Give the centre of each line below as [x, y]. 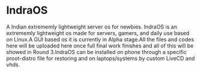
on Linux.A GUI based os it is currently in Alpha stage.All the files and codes [100, 39]
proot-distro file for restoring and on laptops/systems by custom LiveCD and [100, 58]
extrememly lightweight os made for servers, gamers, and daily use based [98, 33]
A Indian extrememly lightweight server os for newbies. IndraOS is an [92, 27]
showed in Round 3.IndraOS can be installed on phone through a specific [97, 52]
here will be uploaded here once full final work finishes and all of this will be [100, 46]
